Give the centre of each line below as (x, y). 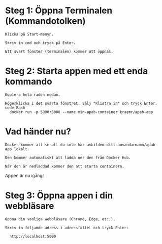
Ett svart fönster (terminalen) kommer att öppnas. (59, 51)
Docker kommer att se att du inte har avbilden (55, 145)
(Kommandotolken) (46, 21)
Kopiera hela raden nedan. (33, 95)
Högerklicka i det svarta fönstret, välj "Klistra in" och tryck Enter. (81, 103)
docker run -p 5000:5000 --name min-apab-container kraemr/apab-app (81, 112)
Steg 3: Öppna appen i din (59, 196)
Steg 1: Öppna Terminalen (59, 11)
